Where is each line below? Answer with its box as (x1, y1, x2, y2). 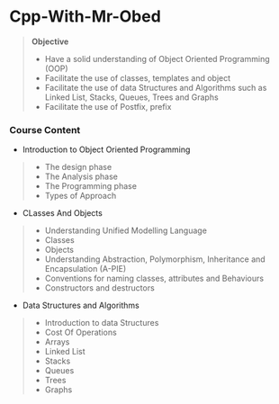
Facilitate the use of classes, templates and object (44, 72, 231, 83)
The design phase (44, 162, 112, 173)
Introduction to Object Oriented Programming (22, 144, 191, 155)
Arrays (44, 337, 70, 347)
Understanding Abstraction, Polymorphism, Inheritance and (44, 254, 265, 265)
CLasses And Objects (22, 208, 103, 219)
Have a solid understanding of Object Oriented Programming (44, 53, 270, 64)
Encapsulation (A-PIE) (44, 264, 127, 274)
